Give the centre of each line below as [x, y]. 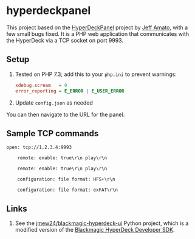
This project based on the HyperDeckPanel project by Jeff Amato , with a [97, 27]
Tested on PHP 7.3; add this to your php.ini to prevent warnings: [96, 74]
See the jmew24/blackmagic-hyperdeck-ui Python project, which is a [102, 223]
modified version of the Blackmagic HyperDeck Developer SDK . [95, 230]
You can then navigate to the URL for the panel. [66, 114]
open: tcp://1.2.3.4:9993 [39, 147]
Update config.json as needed [54, 102]
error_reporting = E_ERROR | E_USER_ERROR [70, 91]
